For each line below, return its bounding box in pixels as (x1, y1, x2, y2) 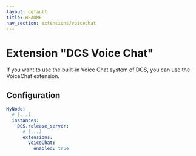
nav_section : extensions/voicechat (6, 20, 96, 26)
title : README (6, 15, 42, 21)
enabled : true (33, 146, 69, 152)
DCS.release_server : (17, 123, 69, 129)
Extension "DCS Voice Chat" (6, 46, 154, 60)
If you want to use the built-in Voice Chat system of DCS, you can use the (6, 66, 191, 73)
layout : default (6, 8, 47, 15)
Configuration (6, 90, 61, 100)
